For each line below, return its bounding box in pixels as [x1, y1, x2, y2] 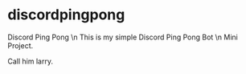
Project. [7, 40, 34, 50]
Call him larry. [7, 56, 54, 66]
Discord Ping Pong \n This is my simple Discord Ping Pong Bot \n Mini [7, 32, 239, 42]
